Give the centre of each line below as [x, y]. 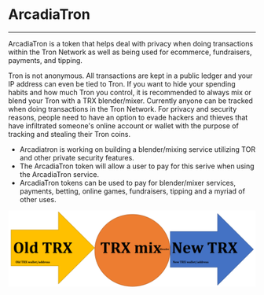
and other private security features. [77, 157]
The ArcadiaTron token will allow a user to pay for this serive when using [137, 166]
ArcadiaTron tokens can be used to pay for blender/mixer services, [127, 183]
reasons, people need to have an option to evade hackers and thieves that [128, 117]
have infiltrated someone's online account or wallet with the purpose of [124, 125]
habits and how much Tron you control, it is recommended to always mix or [130, 92]
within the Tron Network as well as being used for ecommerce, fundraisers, [130, 52]
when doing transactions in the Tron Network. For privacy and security [123, 109]
